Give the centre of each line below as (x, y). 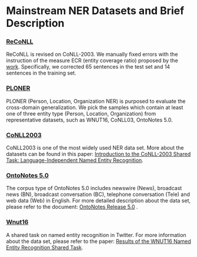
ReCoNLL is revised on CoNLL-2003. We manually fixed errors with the (92, 55)
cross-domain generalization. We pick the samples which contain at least (95, 107)
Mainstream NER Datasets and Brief (95, 11)
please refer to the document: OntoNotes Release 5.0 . (72, 207)
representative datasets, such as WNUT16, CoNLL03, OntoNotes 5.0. (89, 120)
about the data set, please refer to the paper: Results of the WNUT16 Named (98, 241)
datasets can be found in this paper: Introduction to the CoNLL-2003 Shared (98, 154)
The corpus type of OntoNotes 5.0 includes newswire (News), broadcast (94, 188)
